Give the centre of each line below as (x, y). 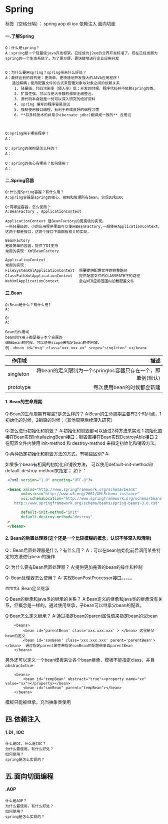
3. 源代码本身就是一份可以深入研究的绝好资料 (55, 99)
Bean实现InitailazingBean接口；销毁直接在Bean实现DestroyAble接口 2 (86, 437)
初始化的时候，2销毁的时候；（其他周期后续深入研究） (60, 420)
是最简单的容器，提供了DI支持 (32, 246)
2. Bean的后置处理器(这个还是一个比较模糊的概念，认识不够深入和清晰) (78, 538)
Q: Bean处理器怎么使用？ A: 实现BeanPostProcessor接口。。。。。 (70, 578)
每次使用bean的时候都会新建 (127, 387)
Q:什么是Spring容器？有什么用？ (35, 192)
